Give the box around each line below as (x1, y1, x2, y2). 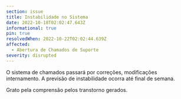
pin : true (6, 31, 31, 37)
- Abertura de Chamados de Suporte (11, 47, 99, 53)
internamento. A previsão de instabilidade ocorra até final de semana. (6, 75, 175, 82)
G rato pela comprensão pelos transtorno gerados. (6, 86, 128, 93)
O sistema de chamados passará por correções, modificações (6, 68, 157, 75)
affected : (6, 42, 31, 48)
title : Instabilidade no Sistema (6, 14, 88, 20)
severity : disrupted (6, 52, 57, 58)
